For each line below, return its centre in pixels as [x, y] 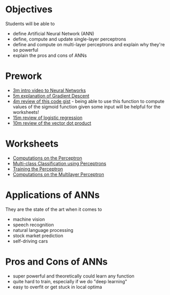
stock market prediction [38, 235]
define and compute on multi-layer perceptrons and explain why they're [89, 44]
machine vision [29, 219]
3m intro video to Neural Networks [49, 90]
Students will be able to [30, 24]
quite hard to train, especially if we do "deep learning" [70, 281]
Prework [24, 76]
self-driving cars [30, 241]
